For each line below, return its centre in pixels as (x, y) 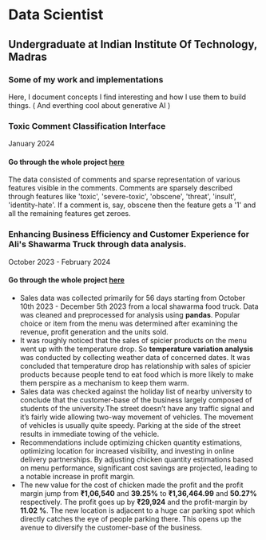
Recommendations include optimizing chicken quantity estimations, (131, 442)
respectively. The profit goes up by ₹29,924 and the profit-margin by (133, 502)
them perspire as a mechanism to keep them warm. (104, 382)
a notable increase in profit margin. (77, 476)
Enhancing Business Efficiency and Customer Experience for (129, 234)
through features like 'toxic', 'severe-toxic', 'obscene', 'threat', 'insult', (123, 197)
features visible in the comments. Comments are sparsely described (121, 188)
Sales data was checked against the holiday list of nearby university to (136, 391)
